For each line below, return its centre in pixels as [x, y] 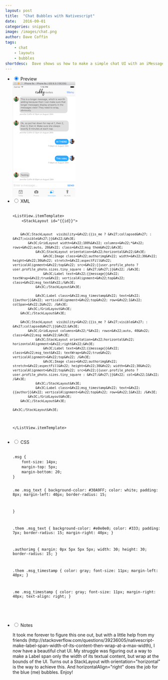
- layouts [24, 53]
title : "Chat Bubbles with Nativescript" [50, 16]
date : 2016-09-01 [25, 21]
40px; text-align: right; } [41, 596]
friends [20, 640]
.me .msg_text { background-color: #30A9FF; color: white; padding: [85, 490]
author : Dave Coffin [27, 37]
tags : [11, 43]
